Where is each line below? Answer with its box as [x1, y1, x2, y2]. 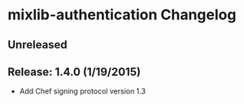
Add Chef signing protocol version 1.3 [19, 86, 146, 96]
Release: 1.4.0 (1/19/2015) [7, 64, 142, 78]
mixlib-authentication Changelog [7, 6, 237, 24]
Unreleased [7, 38, 68, 52]
